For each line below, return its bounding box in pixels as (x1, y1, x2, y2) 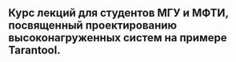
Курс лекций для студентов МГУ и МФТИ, (8, 6, 229, 20)
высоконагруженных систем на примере (8, 31, 227, 45)
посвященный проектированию (8, 19, 178, 33)
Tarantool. (8, 44, 62, 57)
